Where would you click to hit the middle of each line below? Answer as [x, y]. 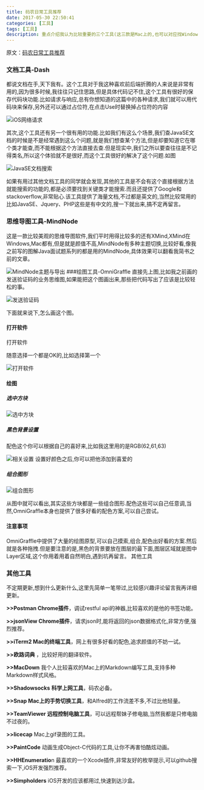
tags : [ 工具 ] [22, 29]
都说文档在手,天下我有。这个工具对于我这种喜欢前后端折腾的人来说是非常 [98, 84]
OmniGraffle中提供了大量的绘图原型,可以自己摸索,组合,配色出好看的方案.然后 [102, 541]
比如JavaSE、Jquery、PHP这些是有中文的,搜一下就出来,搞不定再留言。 [95, 204]
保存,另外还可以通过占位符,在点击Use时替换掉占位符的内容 [95, 107]
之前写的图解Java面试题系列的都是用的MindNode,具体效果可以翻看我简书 [98, 251]
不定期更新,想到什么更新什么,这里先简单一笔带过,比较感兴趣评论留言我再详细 [102, 588]
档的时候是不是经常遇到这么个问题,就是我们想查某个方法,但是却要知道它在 [98, 140]
